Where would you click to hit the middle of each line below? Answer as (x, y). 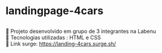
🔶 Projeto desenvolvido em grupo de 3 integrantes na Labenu (81, 31)
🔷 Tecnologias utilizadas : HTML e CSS (53, 37)
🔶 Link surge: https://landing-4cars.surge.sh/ (61, 44)
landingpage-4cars (54, 11)
